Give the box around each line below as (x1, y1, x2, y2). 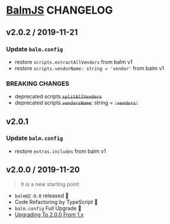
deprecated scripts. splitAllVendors (14, 93, 102, 100)
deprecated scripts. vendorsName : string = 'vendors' (14, 99, 139, 107)
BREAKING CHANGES (6, 79, 70, 88)
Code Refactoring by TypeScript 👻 (14, 198, 99, 205)
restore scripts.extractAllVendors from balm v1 (14, 58, 133, 65)
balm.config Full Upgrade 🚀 (14, 204, 81, 212)
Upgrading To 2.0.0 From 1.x (14, 211, 84, 218)
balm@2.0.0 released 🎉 (14, 192, 69, 199)
